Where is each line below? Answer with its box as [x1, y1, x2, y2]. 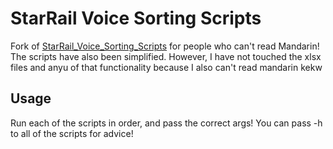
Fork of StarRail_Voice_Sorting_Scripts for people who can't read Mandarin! [10, 40, 320, 52]
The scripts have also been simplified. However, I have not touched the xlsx [10, 50, 322, 62]
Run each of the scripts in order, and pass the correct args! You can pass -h [10, 117, 323, 129]
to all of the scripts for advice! [10, 127, 134, 139]
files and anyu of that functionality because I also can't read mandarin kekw [10, 61, 323, 73]
